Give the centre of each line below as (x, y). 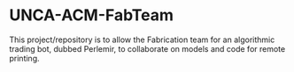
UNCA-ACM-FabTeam (92, 15)
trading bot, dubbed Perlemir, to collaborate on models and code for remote (147, 48)
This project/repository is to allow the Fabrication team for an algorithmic (142, 40)
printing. (24, 58)
